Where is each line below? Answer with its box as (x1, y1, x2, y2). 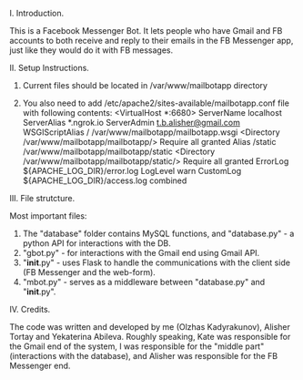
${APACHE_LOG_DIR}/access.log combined (22, 175, 187, 186)
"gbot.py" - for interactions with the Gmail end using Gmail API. (22, 248, 260, 258)
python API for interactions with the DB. (22, 238, 171, 249)
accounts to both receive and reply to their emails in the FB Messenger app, (9, 36, 294, 46)
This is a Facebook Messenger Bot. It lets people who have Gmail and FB (9, 26, 283, 36)
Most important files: (9, 211, 87, 221)
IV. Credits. (9, 304, 51, 314)
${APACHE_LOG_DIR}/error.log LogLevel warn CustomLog (22, 166, 242, 176)
